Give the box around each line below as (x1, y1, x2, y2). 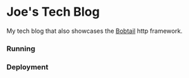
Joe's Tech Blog (6, 4, 100, 20)
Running (6, 44, 36, 53)
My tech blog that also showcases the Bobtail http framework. (6, 27, 183, 35)
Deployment (6, 62, 49, 72)
